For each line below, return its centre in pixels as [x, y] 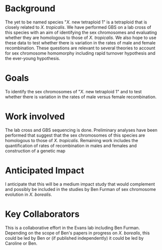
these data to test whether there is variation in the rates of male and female [80, 42]
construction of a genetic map [35, 151]
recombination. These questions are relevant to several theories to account [80, 48]
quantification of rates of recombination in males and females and [71, 146]
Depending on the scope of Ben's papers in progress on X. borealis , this [77, 233]
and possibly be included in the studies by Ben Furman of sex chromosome [81, 189]
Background [30, 9]
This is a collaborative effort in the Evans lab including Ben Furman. [72, 228]
